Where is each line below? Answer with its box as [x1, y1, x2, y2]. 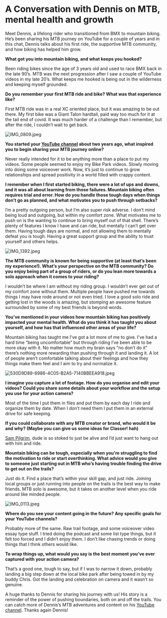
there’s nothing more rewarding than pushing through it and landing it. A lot [5, 350, 159, 356]
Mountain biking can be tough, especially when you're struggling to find [5, 450, 158, 456]
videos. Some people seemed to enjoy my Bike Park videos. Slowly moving [5, 161, 159, 167]
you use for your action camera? [5, 390, 74, 396]
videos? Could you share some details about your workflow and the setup [5, 385, 161, 391]
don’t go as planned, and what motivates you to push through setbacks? [5, 197, 158, 203]
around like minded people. [5, 491, 61, 497]
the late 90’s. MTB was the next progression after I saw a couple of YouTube [5, 71, 162, 77]
